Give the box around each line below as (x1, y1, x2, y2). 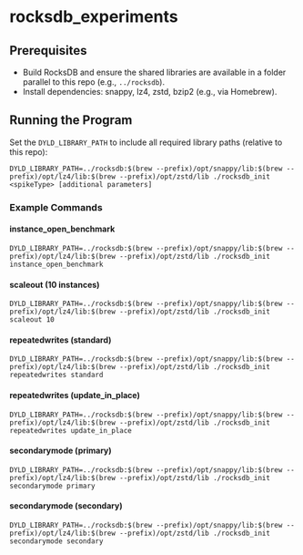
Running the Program (9, 112, 133, 128)
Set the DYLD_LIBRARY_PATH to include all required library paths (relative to (9, 137, 283, 148)
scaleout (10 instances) (9, 279, 100, 290)
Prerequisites (9, 43, 87, 58)
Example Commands (9, 200, 103, 213)
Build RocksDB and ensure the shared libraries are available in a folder (22, 67, 287, 77)
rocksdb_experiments (9, 6, 179, 27)
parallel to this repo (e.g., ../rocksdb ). (22, 77, 166, 87)
